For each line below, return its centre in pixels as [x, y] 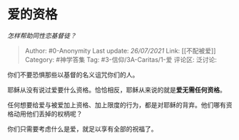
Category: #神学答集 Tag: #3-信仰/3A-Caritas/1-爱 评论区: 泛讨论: [121, 59]
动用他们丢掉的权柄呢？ [48, 114]
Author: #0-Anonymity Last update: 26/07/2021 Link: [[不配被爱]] [120, 50]
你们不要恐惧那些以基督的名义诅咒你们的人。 [73, 75]
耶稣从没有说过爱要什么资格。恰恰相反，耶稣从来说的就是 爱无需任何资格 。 [117, 90]
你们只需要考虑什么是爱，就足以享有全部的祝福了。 [82, 129]
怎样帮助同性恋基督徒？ [42, 36]
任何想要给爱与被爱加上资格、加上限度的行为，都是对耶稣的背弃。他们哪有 [117, 104]
